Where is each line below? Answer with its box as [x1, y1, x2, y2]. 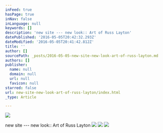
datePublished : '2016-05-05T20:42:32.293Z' [5, 35, 97, 40]
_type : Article [5, 94, 37, 99]
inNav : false [5, 16, 32, 21]
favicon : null [9, 81, 39, 86]
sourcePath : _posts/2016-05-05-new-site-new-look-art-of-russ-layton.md [5, 53, 159, 58]
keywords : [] [5, 26, 32, 31]
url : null [9, 76, 30, 81]
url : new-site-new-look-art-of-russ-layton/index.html [5, 90, 121, 95]
